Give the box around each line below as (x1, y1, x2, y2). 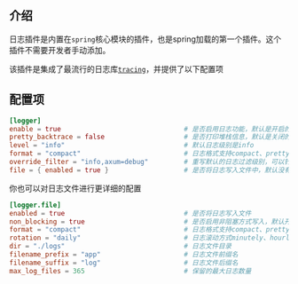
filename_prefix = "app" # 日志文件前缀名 (9, 250, 239, 259)
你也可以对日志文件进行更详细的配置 (9, 183, 142, 193)
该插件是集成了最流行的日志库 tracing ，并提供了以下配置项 (9, 63, 224, 74)
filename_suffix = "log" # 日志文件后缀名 (9, 258, 239, 267)
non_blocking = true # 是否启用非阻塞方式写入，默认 (9, 217, 285, 226)
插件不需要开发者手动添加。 (9, 44, 111, 55)
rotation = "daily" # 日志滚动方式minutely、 (9, 233, 271, 242)
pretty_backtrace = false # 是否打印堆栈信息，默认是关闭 (9, 132, 285, 142)
